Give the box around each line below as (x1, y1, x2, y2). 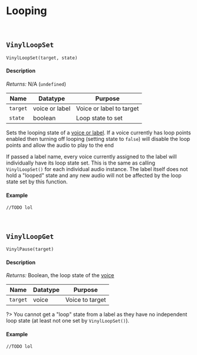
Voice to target (65, 296, 106, 304)
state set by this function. (6, 178, 68, 185)
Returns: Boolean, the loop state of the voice (6, 272, 114, 279)
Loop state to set (75, 114, 123, 122)
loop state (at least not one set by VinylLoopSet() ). (6, 317, 130, 324)
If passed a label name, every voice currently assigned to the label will (6, 153, 177, 160)
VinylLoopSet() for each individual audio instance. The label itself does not (6, 165, 188, 172)
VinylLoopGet (6, 232, 54, 241)
